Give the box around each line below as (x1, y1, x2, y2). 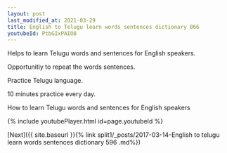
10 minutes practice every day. (7, 90, 96, 98)
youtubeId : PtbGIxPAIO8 (7, 29, 77, 37)
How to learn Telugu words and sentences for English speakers (7, 103, 191, 112)
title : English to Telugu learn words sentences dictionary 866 (7, 23, 200, 30)
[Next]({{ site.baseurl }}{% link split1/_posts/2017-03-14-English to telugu (7, 131, 220, 139)
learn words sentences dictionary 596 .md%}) (7, 138, 141, 147)
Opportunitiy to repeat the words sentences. (7, 62, 136, 71)
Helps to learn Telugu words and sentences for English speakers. (7, 49, 196, 58)
